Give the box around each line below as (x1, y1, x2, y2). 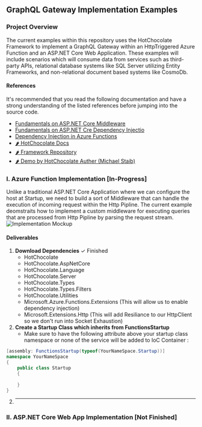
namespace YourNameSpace (6, 354, 69, 360)
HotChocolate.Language (23, 267, 85, 274)
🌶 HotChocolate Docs (14, 139, 69, 147)
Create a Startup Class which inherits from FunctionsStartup (14, 324, 170, 331)
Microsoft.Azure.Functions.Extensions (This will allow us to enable (23, 298, 188, 306)
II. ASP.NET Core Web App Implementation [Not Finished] (6, 413, 177, 422)
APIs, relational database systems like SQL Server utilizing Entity (20, 62, 180, 69)
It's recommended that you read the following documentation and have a (6, 95, 186, 103)
